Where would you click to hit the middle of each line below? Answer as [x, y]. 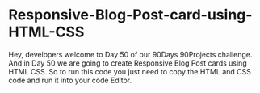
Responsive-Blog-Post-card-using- [130, 15]
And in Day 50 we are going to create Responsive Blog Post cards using [128, 63]
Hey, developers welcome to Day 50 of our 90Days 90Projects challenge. [130, 54]
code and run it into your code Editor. [70, 80]
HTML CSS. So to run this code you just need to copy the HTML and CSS [130, 71]
